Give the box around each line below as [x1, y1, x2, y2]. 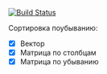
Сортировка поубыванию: [8, 23, 98, 32]
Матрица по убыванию [19, 57, 99, 67]
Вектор [19, 39, 45, 48]
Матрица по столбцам [19, 48, 97, 58]
